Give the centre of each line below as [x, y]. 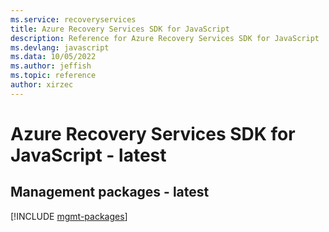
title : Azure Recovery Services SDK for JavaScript [120, 29]
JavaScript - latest [88, 155]
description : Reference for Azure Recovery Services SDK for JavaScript [165, 38]
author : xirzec [42, 85]
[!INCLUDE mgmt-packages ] [69, 216]
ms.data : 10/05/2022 [53, 57]
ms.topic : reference [53, 76]
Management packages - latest [110, 192]
